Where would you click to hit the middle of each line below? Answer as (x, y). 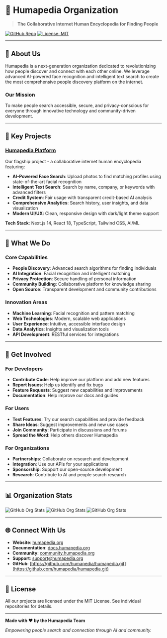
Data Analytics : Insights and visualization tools (61, 329)
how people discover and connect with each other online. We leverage (78, 71)
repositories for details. (29, 606)
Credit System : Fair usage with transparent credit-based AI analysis (82, 197)
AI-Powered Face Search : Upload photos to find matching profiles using (87, 176)
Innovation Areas (26, 302)
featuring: (15, 167)
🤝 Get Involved (28, 355)
